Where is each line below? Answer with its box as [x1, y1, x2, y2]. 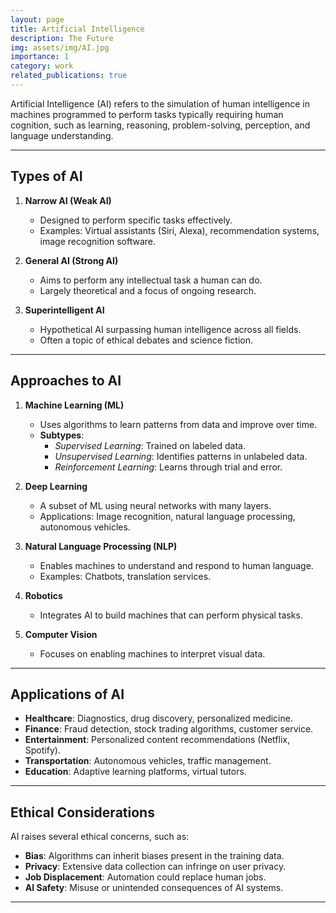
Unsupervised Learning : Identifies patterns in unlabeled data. [54, 450, 308, 462]
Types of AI [10, 168, 83, 185]
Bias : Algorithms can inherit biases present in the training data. [24, 850, 285, 862]
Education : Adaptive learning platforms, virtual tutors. [24, 766, 247, 778]
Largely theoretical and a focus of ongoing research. [39, 284, 257, 296]
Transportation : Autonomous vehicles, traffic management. [24, 755, 272, 767]
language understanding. [10, 129, 114, 141]
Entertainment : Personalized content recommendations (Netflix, [24, 734, 290, 746]
